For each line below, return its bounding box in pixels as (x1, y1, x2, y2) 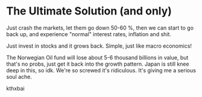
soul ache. (6, 73, 32, 80)
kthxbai (6, 84, 25, 92)
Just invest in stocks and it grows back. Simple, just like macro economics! (6, 42, 192, 49)
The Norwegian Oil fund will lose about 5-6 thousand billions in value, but (6, 54, 189, 61)
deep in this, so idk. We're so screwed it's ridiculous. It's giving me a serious (6, 66, 196, 74)
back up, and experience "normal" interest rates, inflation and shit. (6, 30, 172, 37)
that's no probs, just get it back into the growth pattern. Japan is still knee (6, 60, 189, 67)
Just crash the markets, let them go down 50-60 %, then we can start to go (6, 24, 194, 31)
